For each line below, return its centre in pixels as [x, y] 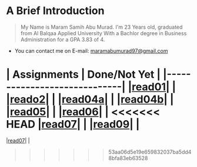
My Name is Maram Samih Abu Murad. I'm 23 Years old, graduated [101, 27]
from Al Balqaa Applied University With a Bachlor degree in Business [103, 33]
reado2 [28, 99]
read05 [28, 112]
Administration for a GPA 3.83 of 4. [63, 39]
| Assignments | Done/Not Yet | [83, 75]
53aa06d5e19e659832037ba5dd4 [150, 152]
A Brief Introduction [55, 11]
